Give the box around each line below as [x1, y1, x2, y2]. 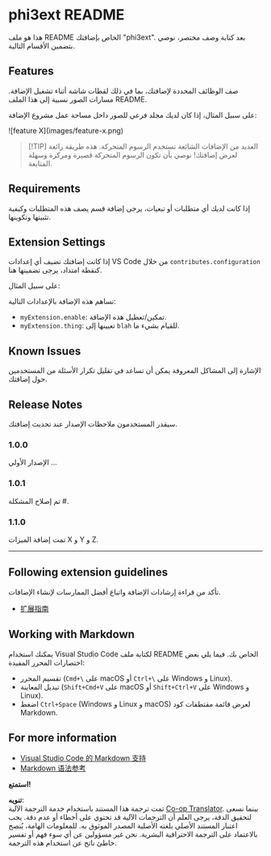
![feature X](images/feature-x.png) [8, 125, 123, 135]
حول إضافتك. [8, 374, 48, 384]
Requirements [8, 182, 81, 195]
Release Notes [8, 397, 83, 411]
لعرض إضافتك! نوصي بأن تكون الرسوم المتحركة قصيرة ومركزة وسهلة [27, 149, 238, 159]
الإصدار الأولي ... [8, 458, 58, 468]
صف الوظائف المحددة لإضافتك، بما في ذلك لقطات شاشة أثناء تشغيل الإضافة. [8, 86, 239, 95]
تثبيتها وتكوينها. [8, 212, 51, 221]
